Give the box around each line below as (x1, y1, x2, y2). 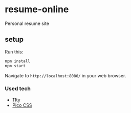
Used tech (5, 85, 31, 92)
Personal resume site (5, 20, 50, 26)
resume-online (5, 4, 69, 15)
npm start (5, 63, 26, 68)
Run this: (5, 48, 24, 54)
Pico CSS (12, 102, 32, 108)
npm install (5, 59, 30, 64)
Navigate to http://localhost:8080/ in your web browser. (5, 72, 126, 78)
